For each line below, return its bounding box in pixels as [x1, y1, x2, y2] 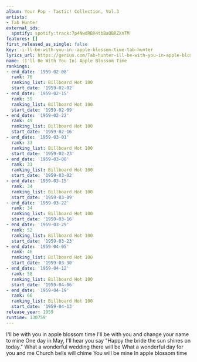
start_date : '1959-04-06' [11, 281, 75, 288]
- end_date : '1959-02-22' [6, 112, 69, 118]
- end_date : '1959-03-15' [6, 178, 69, 184]
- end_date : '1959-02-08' [6, 69, 69, 75]
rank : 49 [11, 118, 33, 124]
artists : [6, 14, 28, 20]
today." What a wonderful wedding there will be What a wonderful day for [6, 343, 184, 350]
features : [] [6, 36, 38, 42]
